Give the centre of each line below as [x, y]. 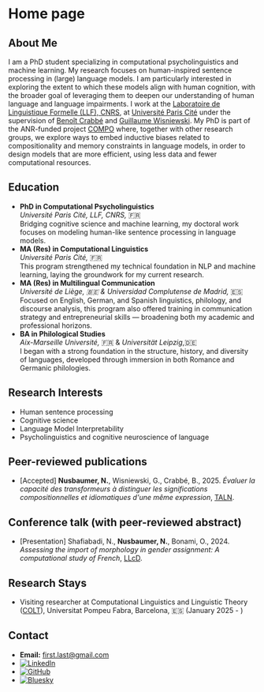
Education [34, 188]
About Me [33, 43]
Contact [28, 636]
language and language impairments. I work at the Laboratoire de [114, 104]
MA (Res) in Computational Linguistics [84, 249]
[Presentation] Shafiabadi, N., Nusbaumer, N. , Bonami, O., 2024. [125, 541]
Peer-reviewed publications [78, 462]
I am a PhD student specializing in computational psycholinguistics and [123, 62]
